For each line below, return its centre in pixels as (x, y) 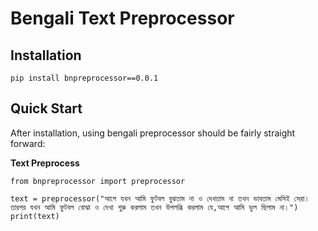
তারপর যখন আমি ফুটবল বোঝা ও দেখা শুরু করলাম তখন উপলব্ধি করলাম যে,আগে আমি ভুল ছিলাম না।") (154, 207)
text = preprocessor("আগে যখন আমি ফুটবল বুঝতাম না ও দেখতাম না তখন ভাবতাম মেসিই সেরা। (160, 198)
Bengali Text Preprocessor (122, 18)
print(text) (35, 216)
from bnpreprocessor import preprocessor (98, 181)
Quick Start (46, 108)
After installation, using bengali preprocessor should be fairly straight (153, 133)
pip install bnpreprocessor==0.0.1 (84, 78)
